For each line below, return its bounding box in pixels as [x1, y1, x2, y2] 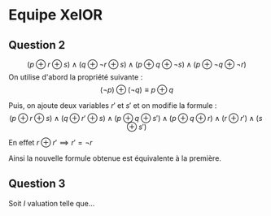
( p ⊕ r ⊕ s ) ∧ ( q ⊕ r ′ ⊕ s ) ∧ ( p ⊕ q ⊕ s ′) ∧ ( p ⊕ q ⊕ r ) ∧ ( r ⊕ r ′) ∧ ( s [9, 114, 263, 123]
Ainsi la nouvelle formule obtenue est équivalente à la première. [8, 153, 222, 163]
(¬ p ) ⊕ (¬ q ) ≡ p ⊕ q [100, 85, 173, 94]
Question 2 [8, 38, 66, 52]
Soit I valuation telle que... [8, 198, 95, 208]
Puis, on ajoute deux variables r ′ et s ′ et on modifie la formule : [8, 101, 217, 110]
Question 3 [8, 177, 66, 191]
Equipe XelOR [8, 6, 103, 24]
